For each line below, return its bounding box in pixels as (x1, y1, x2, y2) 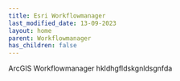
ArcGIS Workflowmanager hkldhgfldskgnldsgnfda (8, 63, 173, 73)
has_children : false (8, 42, 78, 50)
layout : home (8, 26, 52, 34)
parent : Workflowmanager (8, 34, 92, 43)
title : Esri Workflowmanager (8, 11, 106, 20)
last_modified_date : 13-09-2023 (8, 19, 117, 27)
